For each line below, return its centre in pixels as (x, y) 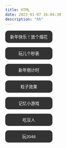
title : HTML (17, 10)
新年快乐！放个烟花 (29, 37)
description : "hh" (24, 19)
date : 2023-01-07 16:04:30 (33, 15)
